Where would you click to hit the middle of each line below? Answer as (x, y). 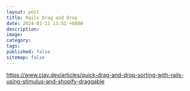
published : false (28, 52)
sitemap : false (26, 57)
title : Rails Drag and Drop (42, 18)
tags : (13, 46)
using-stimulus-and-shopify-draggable (56, 81)
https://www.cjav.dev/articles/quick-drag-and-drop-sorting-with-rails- (95, 75)
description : (23, 29)
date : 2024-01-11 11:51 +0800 (45, 23)
